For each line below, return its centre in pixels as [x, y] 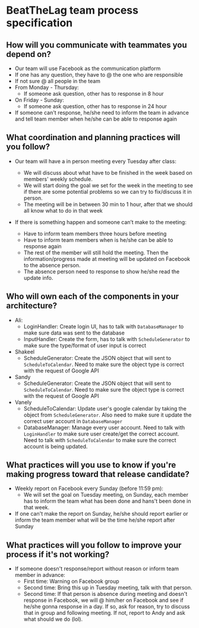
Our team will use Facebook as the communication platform [88, 68]
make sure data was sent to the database [74, 333]
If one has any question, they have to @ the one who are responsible [99, 75]
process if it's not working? [58, 554]
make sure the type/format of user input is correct [85, 345]
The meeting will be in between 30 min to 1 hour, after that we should [108, 204]
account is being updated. [56, 446]
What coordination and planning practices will [93, 138]
